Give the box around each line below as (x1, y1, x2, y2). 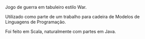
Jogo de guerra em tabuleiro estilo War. (5, 4, 87, 10)
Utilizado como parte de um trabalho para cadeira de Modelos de (5, 14, 140, 19)
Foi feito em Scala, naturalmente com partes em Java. (5, 29, 116, 34)
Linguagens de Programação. (5, 19, 66, 25)
